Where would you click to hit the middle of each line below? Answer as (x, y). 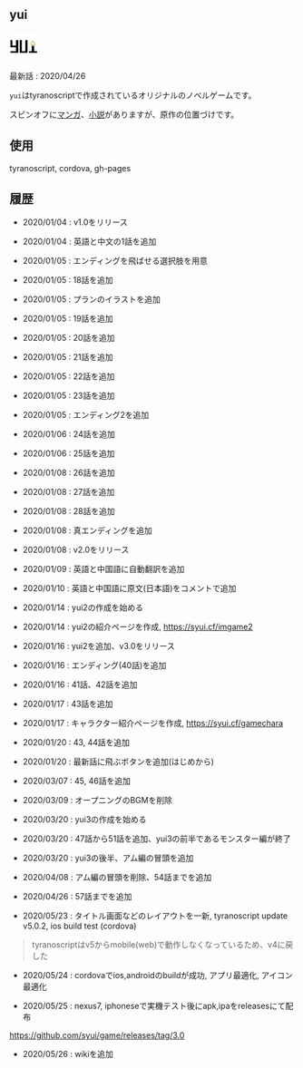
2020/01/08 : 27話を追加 (68, 492)
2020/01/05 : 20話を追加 (68, 338)
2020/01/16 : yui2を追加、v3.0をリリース (98, 646)
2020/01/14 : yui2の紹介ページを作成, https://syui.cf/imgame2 (137, 627)
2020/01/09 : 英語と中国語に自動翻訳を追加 (103, 569)
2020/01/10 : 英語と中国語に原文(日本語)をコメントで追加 (129, 588)
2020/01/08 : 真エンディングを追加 (87, 530)
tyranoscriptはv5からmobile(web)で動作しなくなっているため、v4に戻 (162, 945)
